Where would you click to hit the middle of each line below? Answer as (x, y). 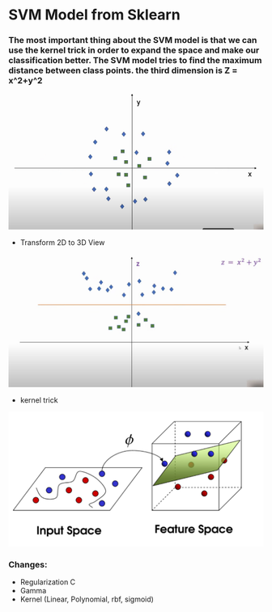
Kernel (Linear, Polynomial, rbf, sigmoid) (87, 599)
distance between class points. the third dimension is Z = (123, 70)
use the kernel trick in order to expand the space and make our (134, 50)
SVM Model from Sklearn (94, 15)
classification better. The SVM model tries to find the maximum (135, 61)
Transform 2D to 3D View (62, 242)
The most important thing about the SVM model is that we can (133, 40)
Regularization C (48, 582)
